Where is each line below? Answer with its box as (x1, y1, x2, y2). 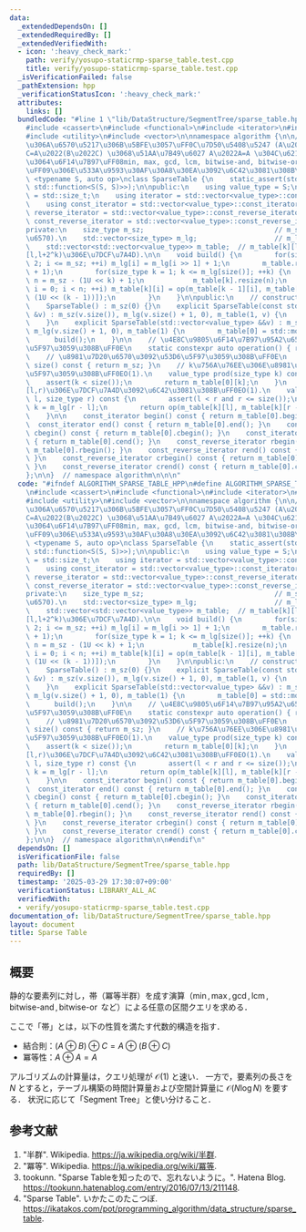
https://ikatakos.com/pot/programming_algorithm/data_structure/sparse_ (22, 1203, 297, 1214)
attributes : (17, 98, 64, 108)
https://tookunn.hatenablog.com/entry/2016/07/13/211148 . (22, 1182, 240, 1193)
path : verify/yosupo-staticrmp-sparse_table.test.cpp (25, 56, 234, 65)
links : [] (25, 107, 64, 116)
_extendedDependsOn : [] (17, 22, 107, 31)
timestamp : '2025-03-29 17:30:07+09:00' (17, 878, 173, 887)
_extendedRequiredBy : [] (17, 30, 112, 39)
